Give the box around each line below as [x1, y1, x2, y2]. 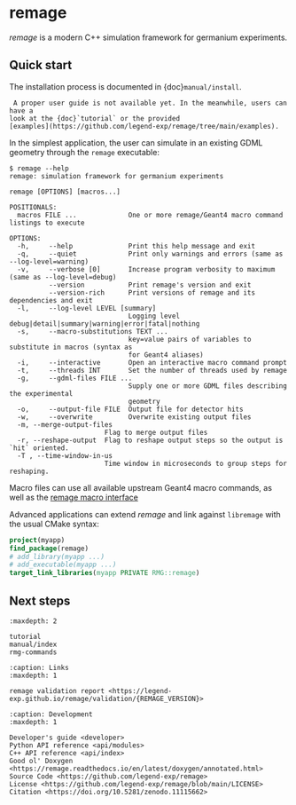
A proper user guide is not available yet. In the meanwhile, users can [12, 99, 288, 107]
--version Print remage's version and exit [48, 280, 252, 289]
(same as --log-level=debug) [9, 272, 117, 281]
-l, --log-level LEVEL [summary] [17, 304, 157, 312]
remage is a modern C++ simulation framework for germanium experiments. [9, 32, 288, 43]
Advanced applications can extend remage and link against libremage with [9, 509, 281, 519]
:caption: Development [9, 709, 93, 719]
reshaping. [9, 467, 50, 476]
